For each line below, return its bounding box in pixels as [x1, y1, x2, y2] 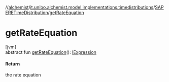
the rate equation [5, 72, 42, 78]
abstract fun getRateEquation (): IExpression [5, 49, 96, 55]
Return [5, 60, 20, 67]
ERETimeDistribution [5, 10, 48, 16]
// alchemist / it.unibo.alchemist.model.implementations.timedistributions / [5, 5, 155, 10]
